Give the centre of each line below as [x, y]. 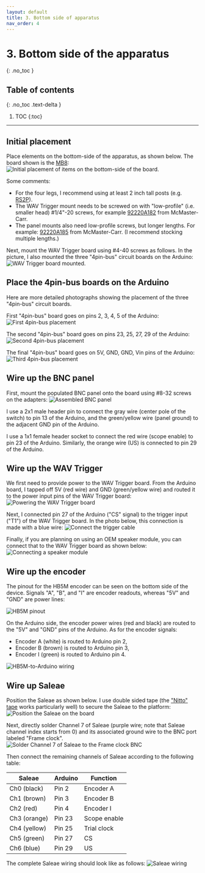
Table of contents [40, 90]
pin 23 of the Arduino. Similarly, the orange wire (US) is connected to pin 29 [102, 443]
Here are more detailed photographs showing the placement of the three [98, 297]
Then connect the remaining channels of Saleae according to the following [100, 756]
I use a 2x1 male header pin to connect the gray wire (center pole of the [96, 411]
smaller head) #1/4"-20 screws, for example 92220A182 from [92, 212]
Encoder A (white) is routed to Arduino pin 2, [71, 642]
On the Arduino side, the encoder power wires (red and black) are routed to [101, 623]
